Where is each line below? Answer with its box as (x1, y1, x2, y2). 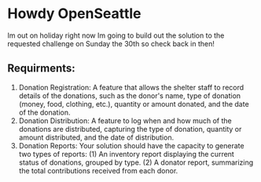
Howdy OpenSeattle (7, 5, 142, 23)
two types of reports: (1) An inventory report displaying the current (18, 149, 235, 158)
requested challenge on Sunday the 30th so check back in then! (7, 38, 215, 48)
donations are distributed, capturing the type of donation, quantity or (18, 124, 242, 133)
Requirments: (7, 62, 75, 75)
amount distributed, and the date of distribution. (18, 133, 175, 142)
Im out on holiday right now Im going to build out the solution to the (7, 31, 225, 40)
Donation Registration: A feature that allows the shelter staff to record (18, 82, 244, 92)
